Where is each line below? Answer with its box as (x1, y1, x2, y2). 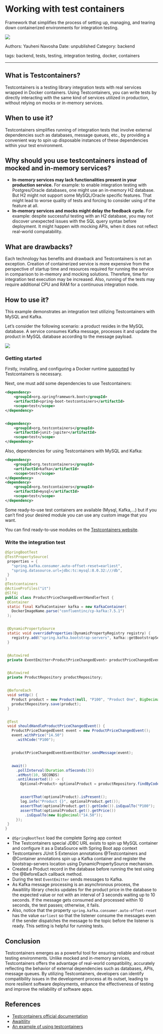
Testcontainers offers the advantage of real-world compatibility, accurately (5, 960, 155, 966)
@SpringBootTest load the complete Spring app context (12, 835, 122, 841)
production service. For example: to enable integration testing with (12, 182, 147, 188)
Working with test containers (5, 3, 125, 15)
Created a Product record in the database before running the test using (12, 866, 154, 872)
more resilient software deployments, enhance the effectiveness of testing (5, 981, 154, 987)
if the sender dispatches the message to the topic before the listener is (12, 918, 154, 923)
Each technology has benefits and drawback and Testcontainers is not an (5, 256, 152, 261)
